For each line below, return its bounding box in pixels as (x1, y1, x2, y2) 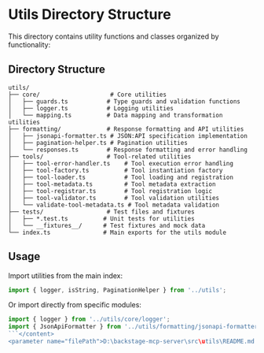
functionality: (8, 39, 51, 49)
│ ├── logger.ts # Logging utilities (8, 104, 174, 112)
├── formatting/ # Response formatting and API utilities (8, 124, 244, 133)
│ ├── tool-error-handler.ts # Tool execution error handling (8, 159, 234, 167)
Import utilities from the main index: (8, 270, 123, 281)
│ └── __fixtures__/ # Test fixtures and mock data (8, 221, 206, 229)
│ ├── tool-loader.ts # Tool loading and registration (8, 173, 234, 181)
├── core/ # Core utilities (8, 91, 167, 98)
